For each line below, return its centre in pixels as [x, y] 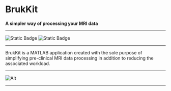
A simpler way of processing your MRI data [52, 23]
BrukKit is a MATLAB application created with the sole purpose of [74, 52]
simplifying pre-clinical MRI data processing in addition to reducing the [79, 58]
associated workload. [28, 63]
